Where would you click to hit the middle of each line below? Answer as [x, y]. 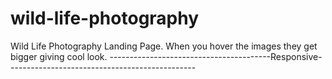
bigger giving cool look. [59, 56]
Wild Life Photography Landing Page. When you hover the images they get [164, 46]
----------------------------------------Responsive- [216, 56]
